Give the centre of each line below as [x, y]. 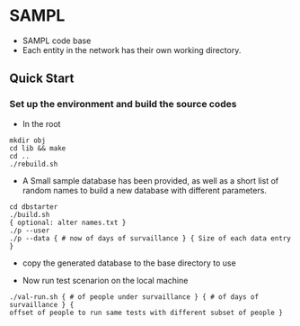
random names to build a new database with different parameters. [145, 190]
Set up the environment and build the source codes [123, 104]
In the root [41, 123]
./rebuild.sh [34, 164]
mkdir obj [28, 140]
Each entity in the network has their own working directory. [132, 50]
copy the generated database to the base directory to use [129, 263]
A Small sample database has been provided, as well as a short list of [150, 180]
